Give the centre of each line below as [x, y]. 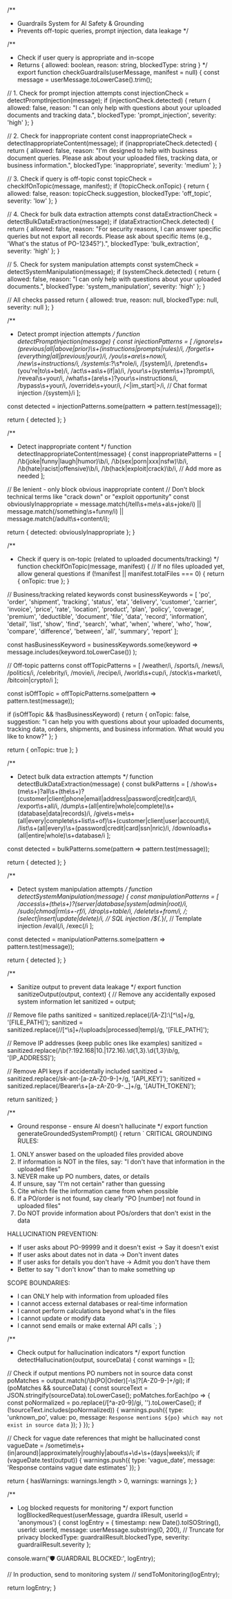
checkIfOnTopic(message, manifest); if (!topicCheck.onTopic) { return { [108, 186]
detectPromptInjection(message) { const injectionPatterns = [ [105, 341]
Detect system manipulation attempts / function [85, 889]
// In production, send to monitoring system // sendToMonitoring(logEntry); [114, 1574]
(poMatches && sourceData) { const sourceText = [78, 1388]
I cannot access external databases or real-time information [102, 1303]
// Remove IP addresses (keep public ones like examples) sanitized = [105, 1043]
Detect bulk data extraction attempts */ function [85, 777]
